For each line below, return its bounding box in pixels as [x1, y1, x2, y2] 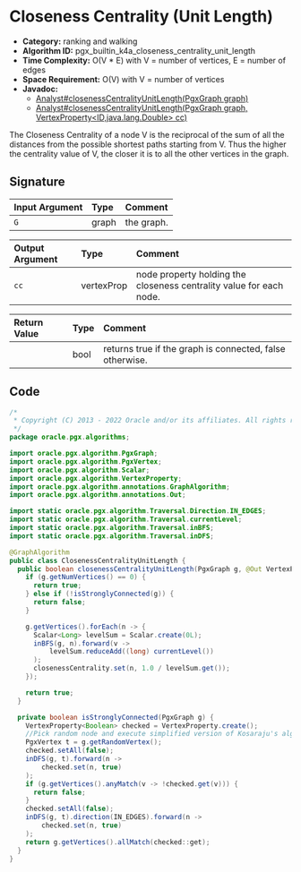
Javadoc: [21, 83, 58, 94]
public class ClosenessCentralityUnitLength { [9, 556, 186, 565]
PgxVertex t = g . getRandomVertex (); [25, 738, 163, 747]
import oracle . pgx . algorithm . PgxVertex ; [9, 457, 163, 466]
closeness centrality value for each [135, 279, 284, 292]
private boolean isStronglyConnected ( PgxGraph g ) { [17, 713, 215, 722]
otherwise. [102, 354, 148, 366]
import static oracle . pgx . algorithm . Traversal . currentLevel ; [9, 515, 243, 525]
